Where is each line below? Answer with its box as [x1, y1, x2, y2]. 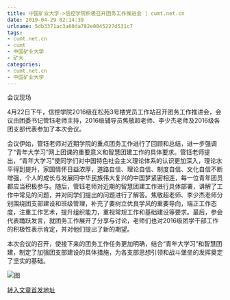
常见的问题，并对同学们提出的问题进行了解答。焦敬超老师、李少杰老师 [18, 191, 217, 199]
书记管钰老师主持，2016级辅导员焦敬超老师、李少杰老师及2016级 [30, 116, 214, 125]
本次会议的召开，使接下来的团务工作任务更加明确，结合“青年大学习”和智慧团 [7, 240, 222, 248]
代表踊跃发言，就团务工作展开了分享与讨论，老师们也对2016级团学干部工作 [7, 216, 219, 225]
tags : [7, 29, 23, 36]
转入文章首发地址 [7, 286, 55, 295]
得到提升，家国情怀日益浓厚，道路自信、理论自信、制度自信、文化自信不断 [12, 165, 223, 173]
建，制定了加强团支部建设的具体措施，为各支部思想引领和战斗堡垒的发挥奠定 [7, 248, 223, 257]
